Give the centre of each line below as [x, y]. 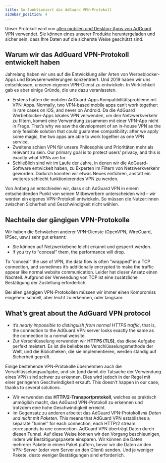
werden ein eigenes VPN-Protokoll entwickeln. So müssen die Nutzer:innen [82, 199]
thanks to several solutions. [33, 387]
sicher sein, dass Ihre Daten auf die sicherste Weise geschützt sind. [74, 39]
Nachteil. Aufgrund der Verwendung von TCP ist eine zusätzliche [71, 277]
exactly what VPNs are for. [39, 158]
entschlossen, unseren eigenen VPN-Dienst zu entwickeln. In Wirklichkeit [80, 85]
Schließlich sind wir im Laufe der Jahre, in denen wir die [70, 163]
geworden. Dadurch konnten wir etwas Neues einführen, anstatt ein [82, 174]
